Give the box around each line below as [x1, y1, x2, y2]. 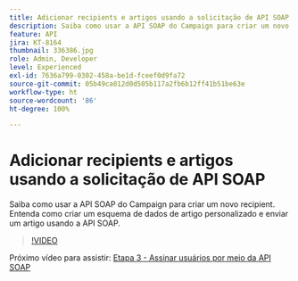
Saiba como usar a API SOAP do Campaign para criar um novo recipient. [9, 199, 276, 210]
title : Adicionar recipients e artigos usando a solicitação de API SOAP [9, 12, 290, 22]
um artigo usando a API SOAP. [9, 218, 120, 228]
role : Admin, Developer [9, 54, 98, 63]
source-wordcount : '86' [9, 95, 98, 105]
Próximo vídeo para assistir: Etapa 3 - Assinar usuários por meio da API [9, 252, 272, 263]
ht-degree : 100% [9, 104, 70, 113]
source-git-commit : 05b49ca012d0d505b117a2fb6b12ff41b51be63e [9, 79, 245, 88]
